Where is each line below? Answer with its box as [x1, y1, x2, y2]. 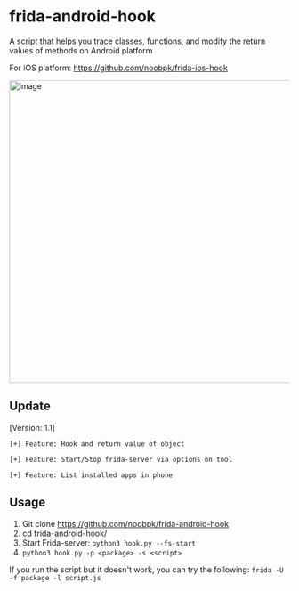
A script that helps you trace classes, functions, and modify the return [9, 36, 266, 46]
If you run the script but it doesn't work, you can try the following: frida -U [9, 563, 284, 575]
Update [9, 399, 52, 414]
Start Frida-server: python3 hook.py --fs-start [21, 537, 197, 548]
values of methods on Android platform [9, 45, 153, 55]
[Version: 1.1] [9, 422, 56, 433]
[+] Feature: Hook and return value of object [9, 439, 185, 449]
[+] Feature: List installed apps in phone [9, 470, 174, 480]
